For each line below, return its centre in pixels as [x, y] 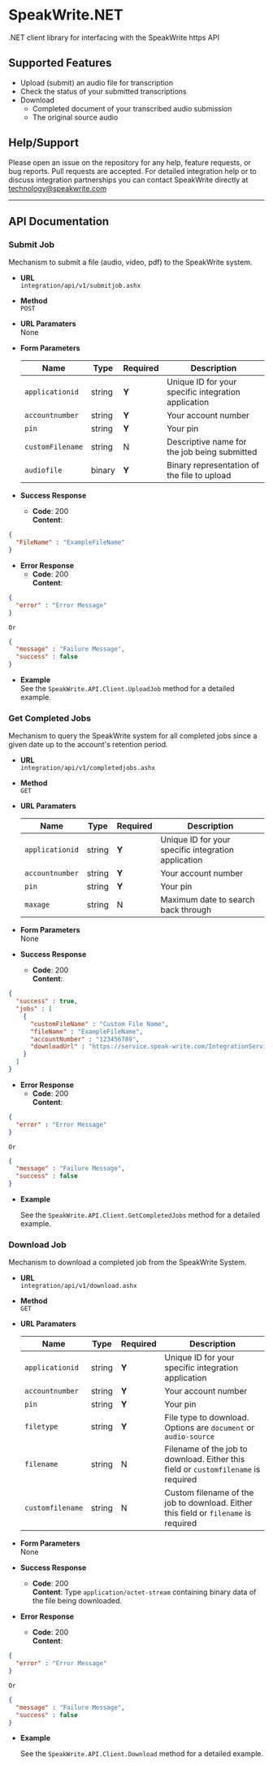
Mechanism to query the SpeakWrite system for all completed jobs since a [133, 736]
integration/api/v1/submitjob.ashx [80, 286]
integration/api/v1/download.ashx [78, 1286]
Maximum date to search [208, 900]
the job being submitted [212, 452]
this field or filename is [208, 1513]
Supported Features [60, 63]
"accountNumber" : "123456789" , [84, 1039]
